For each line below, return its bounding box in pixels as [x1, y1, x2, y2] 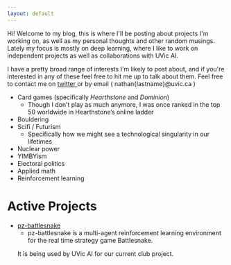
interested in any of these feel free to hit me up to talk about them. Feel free [7, 72, 223, 80]
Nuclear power [17, 144, 60, 153]
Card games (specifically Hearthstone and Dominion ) [17, 93, 170, 101]
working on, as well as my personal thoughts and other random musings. [7, 36, 215, 45]
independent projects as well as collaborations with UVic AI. [7, 51, 179, 60]
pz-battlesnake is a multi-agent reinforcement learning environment [27, 228, 222, 237]
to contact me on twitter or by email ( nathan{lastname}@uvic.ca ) [7, 79, 196, 87]
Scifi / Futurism [17, 122, 61, 130]
